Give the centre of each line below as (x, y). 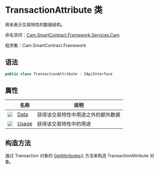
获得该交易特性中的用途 (64, 124)
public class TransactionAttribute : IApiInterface (59, 74)
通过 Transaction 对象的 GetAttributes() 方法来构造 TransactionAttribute (77, 156)
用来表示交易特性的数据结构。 (35, 24)
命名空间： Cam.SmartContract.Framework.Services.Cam (62, 35)
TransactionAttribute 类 (54, 10)
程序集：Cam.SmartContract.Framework (46, 45)
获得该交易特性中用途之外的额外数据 (79, 115)
